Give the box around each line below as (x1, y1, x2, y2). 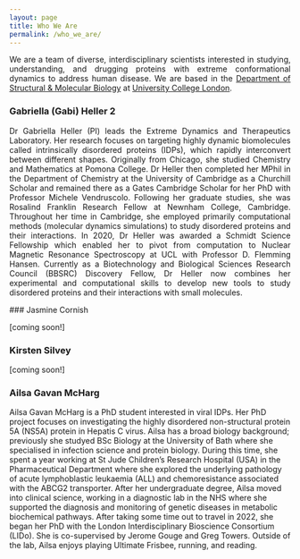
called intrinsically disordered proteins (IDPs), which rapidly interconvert (9, 144, 291, 155)
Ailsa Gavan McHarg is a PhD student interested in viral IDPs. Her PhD (9, 407, 267, 418)
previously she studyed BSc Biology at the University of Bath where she (9, 436, 274, 446)
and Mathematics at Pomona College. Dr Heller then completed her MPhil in (9, 163, 291, 174)
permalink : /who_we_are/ (9, 30, 102, 38)
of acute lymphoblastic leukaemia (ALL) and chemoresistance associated (9, 473, 279, 484)
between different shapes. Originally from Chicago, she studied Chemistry (9, 154, 291, 165)
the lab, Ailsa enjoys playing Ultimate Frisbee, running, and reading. (9, 540, 257, 551)
